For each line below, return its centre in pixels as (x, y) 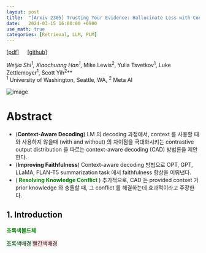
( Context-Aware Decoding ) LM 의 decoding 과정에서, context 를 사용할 (104, 134)
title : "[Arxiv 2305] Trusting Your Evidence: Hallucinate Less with (98, 18)
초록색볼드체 (21, 230)
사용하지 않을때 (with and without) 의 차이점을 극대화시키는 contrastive (108, 142)
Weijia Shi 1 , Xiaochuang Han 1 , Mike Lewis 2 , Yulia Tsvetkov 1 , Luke (89, 64)
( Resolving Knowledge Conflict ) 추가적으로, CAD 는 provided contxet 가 (107, 180)
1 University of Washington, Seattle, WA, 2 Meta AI (70, 79)
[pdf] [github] (27, 52)
